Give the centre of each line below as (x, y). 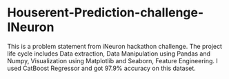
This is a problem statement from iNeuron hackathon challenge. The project (115, 46)
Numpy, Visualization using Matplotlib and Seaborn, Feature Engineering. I (113, 60)
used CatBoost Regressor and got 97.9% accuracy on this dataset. (102, 68)
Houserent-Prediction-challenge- (106, 13)
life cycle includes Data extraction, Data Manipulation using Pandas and (109, 54)
